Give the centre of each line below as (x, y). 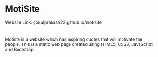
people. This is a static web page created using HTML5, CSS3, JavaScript (79, 44)
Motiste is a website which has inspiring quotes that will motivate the (74, 39)
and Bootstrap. (20, 50)
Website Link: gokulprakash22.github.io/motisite (53, 22)
